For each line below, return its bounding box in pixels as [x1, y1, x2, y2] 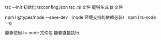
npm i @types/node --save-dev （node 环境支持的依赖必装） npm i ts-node [5, 14, 156, 20]
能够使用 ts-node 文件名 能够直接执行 [5, 30, 80, 35]
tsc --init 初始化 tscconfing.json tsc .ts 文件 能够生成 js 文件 [5, 4, 123, 10]
